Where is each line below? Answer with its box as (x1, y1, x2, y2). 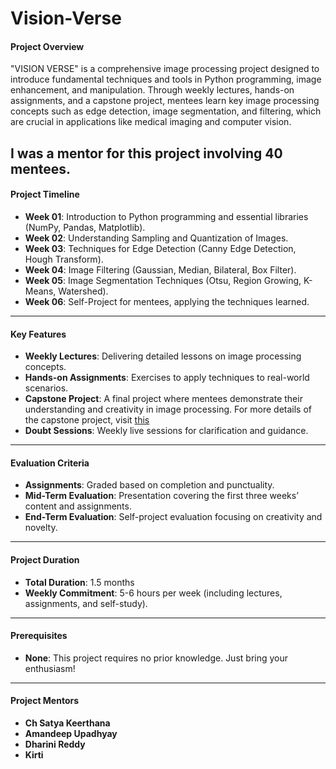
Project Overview (10, 40, 85, 52)
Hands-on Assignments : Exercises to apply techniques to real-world (24, 372, 310, 384)
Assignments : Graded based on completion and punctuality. (24, 479, 275, 491)
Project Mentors (10, 695, 80, 707)
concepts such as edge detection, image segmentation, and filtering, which (10, 105, 322, 117)
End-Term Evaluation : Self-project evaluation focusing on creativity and (24, 511, 323, 523)
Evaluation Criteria (10, 457, 90, 469)
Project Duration (10, 553, 80, 566)
